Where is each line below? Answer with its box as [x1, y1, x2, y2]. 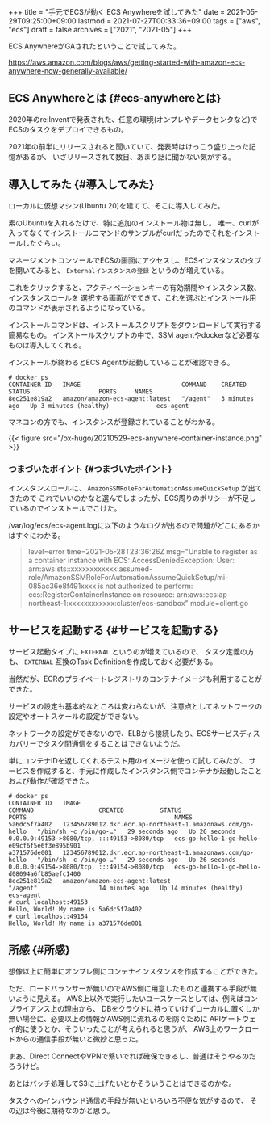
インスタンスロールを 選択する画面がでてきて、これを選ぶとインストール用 [8, 292, 256, 302]
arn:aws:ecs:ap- [176, 589, 231, 599]
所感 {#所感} [8, 944, 71, 957]
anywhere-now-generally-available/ [8, 66, 127, 75]
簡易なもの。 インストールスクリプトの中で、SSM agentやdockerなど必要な [8, 330, 260, 339]
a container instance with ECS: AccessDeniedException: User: [27, 555, 235, 565]
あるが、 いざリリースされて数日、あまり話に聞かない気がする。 [22, 152, 236, 162]
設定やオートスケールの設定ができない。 [8, 711, 143, 721]
